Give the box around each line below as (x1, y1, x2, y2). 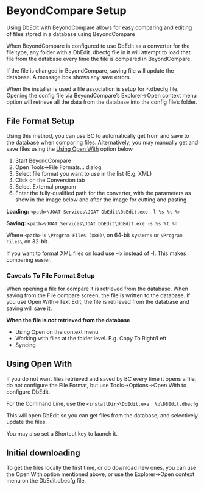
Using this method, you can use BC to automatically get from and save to (6, 132, 190, 139)
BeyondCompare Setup (6, 4, 127, 18)
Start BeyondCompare (15, 157, 71, 164)
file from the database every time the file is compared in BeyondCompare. (6, 55, 192, 62)
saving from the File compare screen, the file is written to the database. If (6, 292, 191, 299)
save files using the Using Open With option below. (6, 145, 134, 153)
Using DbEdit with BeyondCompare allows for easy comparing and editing (6, 24, 192, 31)
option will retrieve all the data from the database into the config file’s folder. (6, 98, 198, 106)
